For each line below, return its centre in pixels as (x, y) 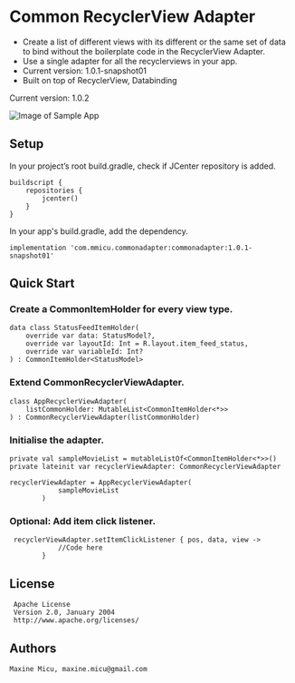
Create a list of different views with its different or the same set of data (154, 42)
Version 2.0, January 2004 (64, 613)
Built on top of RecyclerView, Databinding (100, 80)
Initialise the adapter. (57, 440)
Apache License (42, 605)
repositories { (54, 190)
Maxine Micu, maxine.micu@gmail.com (78, 668)
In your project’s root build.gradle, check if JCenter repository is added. (143, 166)
